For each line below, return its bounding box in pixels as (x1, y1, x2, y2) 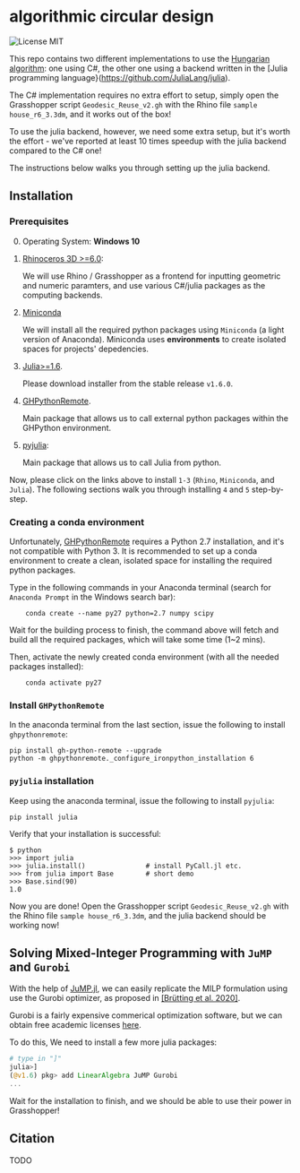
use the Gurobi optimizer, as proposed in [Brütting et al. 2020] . (9, 993, 241, 1004)
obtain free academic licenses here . (9, 1020, 141, 1031)
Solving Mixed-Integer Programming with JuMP (9, 945, 272, 961)
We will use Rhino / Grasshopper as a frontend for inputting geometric (21, 271, 281, 281)
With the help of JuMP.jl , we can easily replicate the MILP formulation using (9, 983, 288, 994)
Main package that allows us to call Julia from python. (21, 457, 222, 468)
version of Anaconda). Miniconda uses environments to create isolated (21, 333, 287, 344)
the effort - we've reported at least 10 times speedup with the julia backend (9, 135, 287, 146)
